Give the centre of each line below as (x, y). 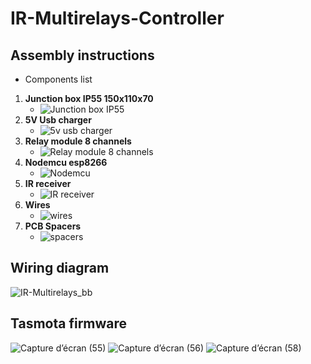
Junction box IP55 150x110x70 (89, 98)
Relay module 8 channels (78, 141)
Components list (58, 79)
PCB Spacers (53, 226)
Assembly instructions (82, 55)
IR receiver (48, 183)
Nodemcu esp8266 (66, 162)
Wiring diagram (60, 268)
